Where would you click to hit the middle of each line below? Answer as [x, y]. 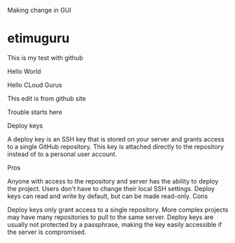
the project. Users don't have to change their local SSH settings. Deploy [111, 188]
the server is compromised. [47, 232]
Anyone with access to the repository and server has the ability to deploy [113, 181]
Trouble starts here [35, 112]
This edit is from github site [47, 98]
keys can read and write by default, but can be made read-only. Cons [108, 196]
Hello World [24, 71]
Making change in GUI [39, 10]
